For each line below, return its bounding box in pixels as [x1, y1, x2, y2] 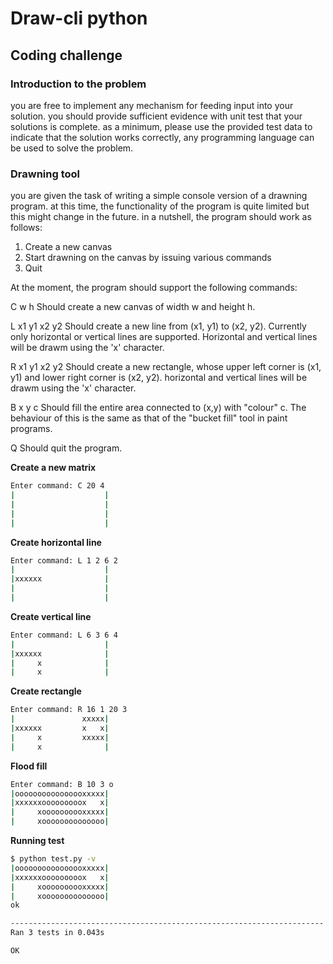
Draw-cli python [10, 7, 148, 30]
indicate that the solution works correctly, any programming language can [10, 131, 315, 143]
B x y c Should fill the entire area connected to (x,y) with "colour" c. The [10, 402, 307, 414]
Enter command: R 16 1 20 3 [10, 705, 128, 715]
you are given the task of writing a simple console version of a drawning [10, 190, 308, 202]
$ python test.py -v [10, 854, 97, 864]
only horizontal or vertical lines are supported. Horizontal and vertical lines [10, 331, 318, 343]
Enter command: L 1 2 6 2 [10, 555, 118, 566]
